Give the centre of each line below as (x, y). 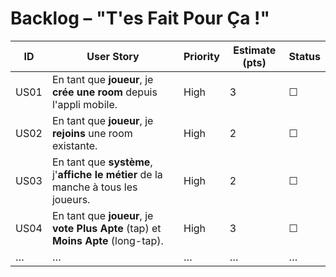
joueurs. (71, 199)
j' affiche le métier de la (107, 174)
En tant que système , (102, 162)
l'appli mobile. (84, 104)
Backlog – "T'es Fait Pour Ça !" (140, 18)
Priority (201, 56)
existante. (74, 145)
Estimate (255, 50)
